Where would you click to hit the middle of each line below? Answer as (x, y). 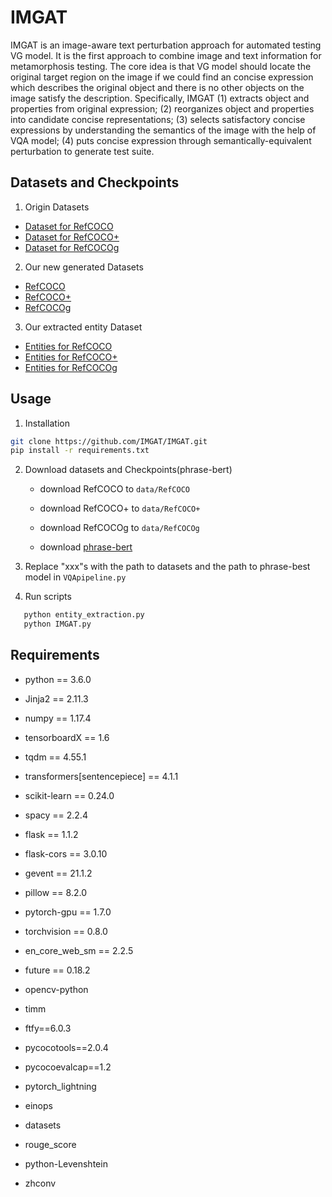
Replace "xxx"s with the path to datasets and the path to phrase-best (167, 567)
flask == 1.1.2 (51, 834)
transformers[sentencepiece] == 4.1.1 (101, 776)
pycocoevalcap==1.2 (68, 1067)
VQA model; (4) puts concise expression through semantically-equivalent (161, 140)
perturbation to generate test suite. (82, 151)
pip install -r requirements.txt (80, 451)
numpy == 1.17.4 (58, 718)
